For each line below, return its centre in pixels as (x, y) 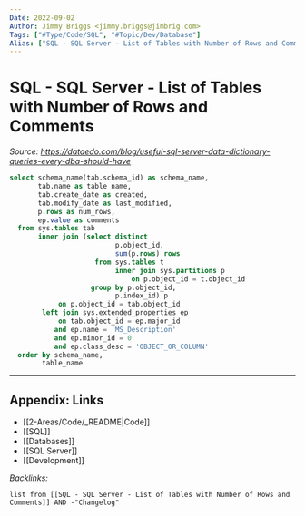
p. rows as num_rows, (77, 211)
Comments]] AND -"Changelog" (64, 503)
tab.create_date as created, (93, 195)
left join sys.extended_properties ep (115, 313)
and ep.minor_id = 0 (93, 338)
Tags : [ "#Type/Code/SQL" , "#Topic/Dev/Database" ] (105, 34)
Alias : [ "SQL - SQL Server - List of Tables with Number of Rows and (144, 43)
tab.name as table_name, (84, 187)
